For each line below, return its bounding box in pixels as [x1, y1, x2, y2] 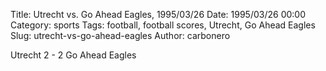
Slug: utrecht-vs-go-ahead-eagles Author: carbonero [10, 30, 231, 41]
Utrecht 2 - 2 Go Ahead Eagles [10, 49, 137, 61]
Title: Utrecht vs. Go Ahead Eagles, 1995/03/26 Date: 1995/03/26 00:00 [10, 9, 306, 20]
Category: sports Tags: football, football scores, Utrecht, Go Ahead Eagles [10, 19, 316, 31]
